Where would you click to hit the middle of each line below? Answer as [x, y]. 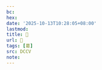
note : [13, 57]
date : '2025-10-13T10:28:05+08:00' [52, 23]
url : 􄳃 [15, 40]
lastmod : [17, 29]
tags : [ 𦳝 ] [20, 46]
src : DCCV [19, 52]
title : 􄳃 [17, 35]
